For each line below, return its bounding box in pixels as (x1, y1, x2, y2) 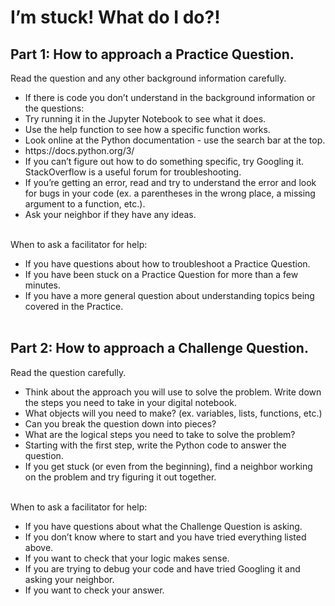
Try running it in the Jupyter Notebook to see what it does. (24, 113, 267, 125)
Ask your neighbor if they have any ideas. (24, 209, 197, 220)
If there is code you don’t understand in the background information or (24, 92, 316, 103)
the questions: (24, 102, 85, 114)
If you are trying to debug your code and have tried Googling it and (24, 562, 301, 575)
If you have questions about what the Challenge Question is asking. (24, 520, 303, 532)
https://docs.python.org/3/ (24, 145, 135, 156)
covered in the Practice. (24, 301, 124, 312)
